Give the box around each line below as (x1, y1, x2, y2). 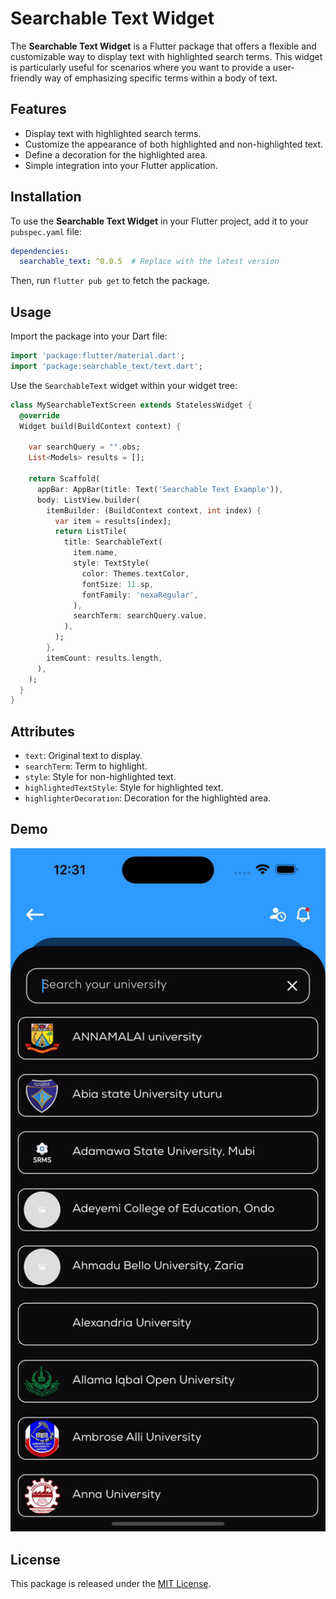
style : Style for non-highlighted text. (24, 771, 177, 783)
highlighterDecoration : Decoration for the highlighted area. (24, 792, 272, 804)
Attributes (10, 723, 75, 740)
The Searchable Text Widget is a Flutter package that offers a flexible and (10, 40, 317, 52)
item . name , (73, 548, 118, 558)
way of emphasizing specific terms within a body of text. (44, 72, 278, 84)
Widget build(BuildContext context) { (19, 421, 182, 431)
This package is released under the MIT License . (10, 1578, 212, 1590)
